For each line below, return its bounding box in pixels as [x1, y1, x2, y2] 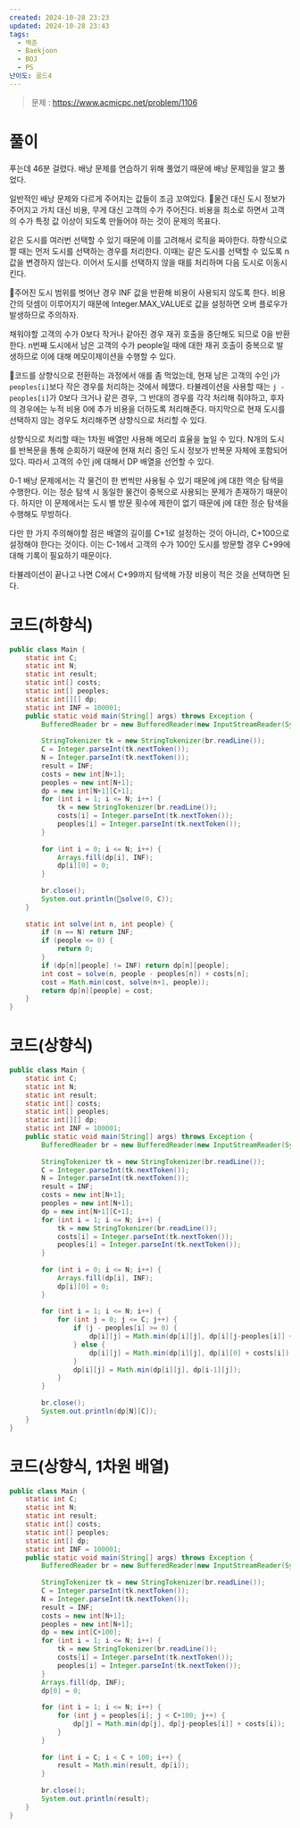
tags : [9, 30, 29, 38]
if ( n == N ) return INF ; [41, 928, 134, 937]
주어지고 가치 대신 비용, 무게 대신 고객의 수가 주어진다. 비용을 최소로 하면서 [9, 204, 269, 215]
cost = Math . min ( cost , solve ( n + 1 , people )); [41, 977, 210, 987]
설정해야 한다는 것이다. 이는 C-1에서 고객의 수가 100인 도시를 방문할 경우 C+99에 [9, 539, 291, 549]
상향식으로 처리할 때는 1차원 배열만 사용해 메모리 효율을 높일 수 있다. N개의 [9, 433, 268, 444]
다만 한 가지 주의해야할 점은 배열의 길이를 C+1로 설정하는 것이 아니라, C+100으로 [9, 527, 290, 538]
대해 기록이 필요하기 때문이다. [9, 549, 112, 560]
